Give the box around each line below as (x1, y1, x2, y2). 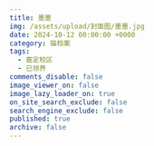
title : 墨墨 (9, 13, 52, 23)
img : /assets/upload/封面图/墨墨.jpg (9, 22, 145, 31)
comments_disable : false (9, 73, 103, 82)
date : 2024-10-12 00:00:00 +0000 (9, 30, 136, 39)
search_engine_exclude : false (9, 106, 124, 115)
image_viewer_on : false (9, 81, 100, 90)
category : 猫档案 (9, 38, 71, 48)
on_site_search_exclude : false (9, 97, 128, 107)
